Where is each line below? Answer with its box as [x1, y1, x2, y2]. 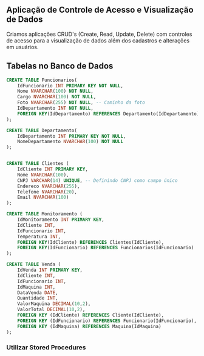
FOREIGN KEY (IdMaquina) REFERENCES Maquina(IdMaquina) [17, 323, 162, 329]
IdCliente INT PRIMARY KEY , [17, 166, 88, 172]
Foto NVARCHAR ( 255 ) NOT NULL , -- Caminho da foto [17, 99, 146, 106]
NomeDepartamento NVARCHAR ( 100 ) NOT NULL [17, 139, 123, 145]
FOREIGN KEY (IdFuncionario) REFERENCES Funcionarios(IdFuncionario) [17, 245, 194, 251]
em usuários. [6, 43, 39, 50]
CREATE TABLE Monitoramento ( [6, 211, 83, 217]
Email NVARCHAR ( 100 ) [17, 194, 69, 201]
